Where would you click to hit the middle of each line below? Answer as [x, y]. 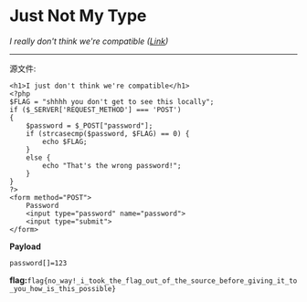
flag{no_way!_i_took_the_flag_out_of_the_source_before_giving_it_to [162, 281]
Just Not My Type [78, 16]
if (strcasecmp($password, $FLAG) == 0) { [108, 133]
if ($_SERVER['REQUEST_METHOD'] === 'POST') [95, 109]
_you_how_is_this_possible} [63, 288]
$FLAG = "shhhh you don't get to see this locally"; [112, 101]
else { [38, 157]
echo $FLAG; [65, 141]
